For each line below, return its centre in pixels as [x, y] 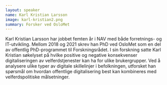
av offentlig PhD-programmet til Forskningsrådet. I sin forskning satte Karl [83, 50]
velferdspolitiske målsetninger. [38, 77]
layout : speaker [23, 10]
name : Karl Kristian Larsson [36, 15]
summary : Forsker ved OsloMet [38, 24]
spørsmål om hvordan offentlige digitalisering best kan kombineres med [81, 72]
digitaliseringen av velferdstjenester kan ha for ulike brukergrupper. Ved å [83, 61]
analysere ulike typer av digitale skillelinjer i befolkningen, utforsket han [81, 66]
